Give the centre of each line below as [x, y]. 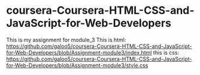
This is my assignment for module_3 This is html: [66, 40]
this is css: [166, 52]
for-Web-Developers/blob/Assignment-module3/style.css [77, 65]
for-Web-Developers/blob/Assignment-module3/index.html [79, 52]
